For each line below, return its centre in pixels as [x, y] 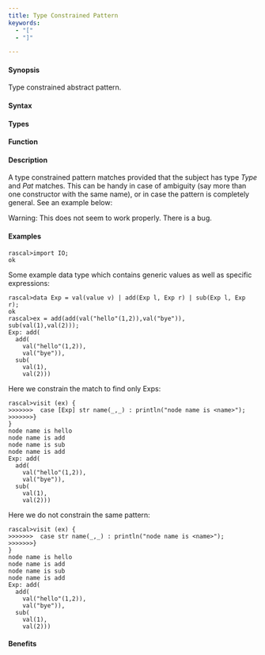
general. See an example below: [61, 203]
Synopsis [24, 70]
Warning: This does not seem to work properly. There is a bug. [110, 218]
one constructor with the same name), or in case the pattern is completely [129, 194]
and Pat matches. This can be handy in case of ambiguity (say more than [127, 186]
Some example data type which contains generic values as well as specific [130, 275]
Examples [25, 236]
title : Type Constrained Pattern [63, 15]
